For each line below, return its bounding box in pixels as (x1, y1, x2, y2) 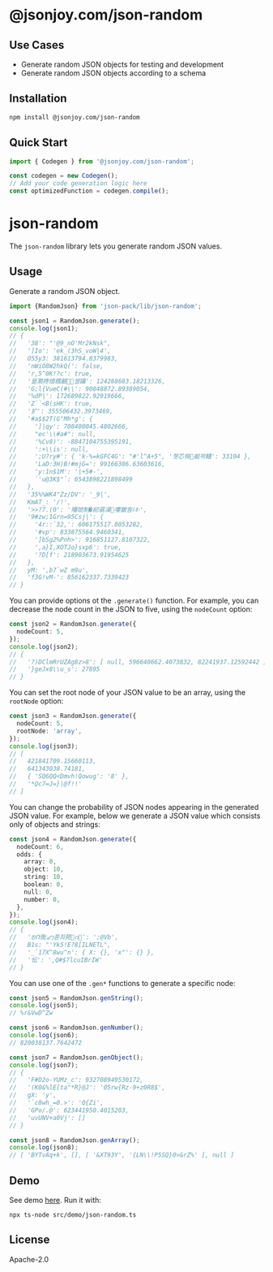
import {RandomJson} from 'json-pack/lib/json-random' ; (9, 302, 202, 310)
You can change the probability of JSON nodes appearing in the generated (9, 802, 259, 811)
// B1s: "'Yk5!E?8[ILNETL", (9, 941, 112, 949)
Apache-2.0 (9, 1254, 49, 1264)
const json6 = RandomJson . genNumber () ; (9, 1023, 144, 1032)
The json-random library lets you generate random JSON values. (9, 241, 222, 251)
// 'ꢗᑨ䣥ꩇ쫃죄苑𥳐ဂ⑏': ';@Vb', (9, 933, 119, 941)
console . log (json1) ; (9, 324, 79, 332)
